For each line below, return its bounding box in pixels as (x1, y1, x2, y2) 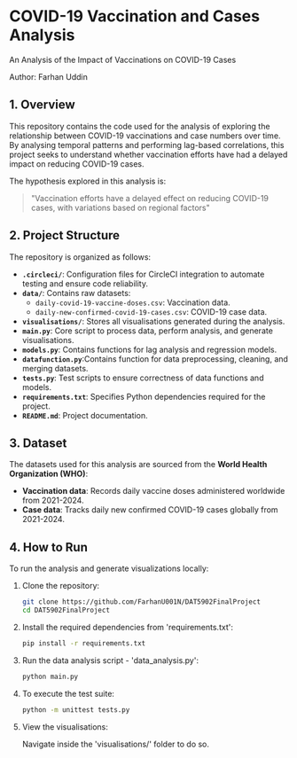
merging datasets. (21, 363, 89, 373)
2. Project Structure (9, 228, 121, 243)
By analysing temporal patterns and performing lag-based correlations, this (9, 139, 285, 150)
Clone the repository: (21, 581, 100, 591)
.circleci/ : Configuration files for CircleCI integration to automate (21, 269, 265, 279)
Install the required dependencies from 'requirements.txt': (21, 621, 233, 632)
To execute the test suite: (21, 688, 115, 699)
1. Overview (9, 98, 75, 113)
